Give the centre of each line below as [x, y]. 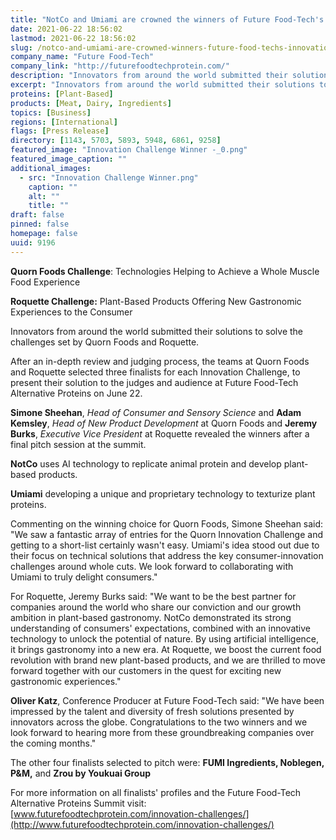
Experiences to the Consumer [71, 312]
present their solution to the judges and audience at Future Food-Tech [154, 382]
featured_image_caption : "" [69, 159]
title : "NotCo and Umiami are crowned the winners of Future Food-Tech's [167, 19]
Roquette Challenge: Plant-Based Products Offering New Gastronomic [156, 301]
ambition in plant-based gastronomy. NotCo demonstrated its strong [151, 617]
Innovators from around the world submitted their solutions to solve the [156, 331]
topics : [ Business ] [51, 112]
